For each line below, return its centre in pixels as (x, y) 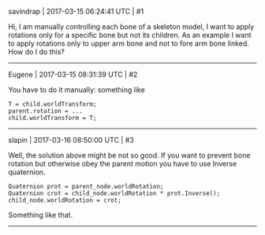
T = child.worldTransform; (52, 104)
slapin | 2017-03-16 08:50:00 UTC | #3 (71, 140)
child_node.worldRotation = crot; (65, 200)
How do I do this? (37, 52)
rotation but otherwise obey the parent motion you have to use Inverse (123, 164)
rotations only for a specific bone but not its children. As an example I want (130, 35)
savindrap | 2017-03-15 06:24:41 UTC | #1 (76, 11)
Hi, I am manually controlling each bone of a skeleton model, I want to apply (131, 26)
